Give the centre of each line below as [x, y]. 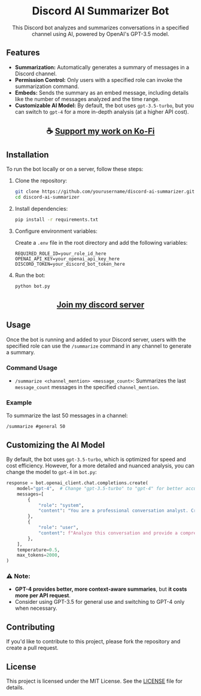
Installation [28, 155]
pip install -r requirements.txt [57, 220]
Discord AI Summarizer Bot [100, 11]
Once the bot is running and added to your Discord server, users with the [96, 339]
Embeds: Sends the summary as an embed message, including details [102, 92]
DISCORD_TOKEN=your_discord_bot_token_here [70, 264]
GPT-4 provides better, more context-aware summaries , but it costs [101, 589]
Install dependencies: [41, 208]
